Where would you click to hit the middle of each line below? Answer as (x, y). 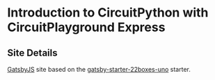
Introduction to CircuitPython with (108, 13)
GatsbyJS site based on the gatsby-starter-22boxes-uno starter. (99, 69)
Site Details (32, 53)
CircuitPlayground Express (86, 27)
